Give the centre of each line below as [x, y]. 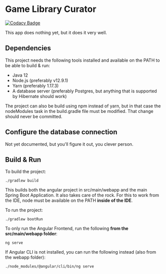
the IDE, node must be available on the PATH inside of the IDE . [69, 200]
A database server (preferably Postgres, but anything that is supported [84, 91]
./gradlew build [22, 181]
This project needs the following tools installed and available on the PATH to [83, 60]
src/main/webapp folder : [31, 234]
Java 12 [20, 75]
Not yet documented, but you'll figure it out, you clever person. [69, 144]
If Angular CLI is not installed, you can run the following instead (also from [81, 252]
